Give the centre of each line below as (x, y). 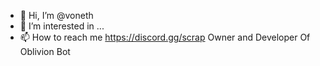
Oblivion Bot (45, 51)
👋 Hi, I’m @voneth (56, 15)
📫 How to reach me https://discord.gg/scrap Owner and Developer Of (165, 37)
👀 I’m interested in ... (62, 26)
